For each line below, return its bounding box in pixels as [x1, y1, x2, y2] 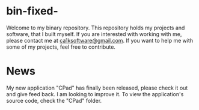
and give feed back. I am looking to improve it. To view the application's [6, 90, 184, 97]
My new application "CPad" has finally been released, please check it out [6, 84, 188, 91]
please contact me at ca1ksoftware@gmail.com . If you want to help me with [6, 37, 194, 44]
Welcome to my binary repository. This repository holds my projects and [6, 24, 185, 31]
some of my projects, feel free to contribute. [6, 43, 116, 50]
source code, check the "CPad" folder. [6, 97, 102, 104]
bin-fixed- [6, 4, 58, 18]
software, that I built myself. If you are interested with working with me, [6, 30, 182, 37]
